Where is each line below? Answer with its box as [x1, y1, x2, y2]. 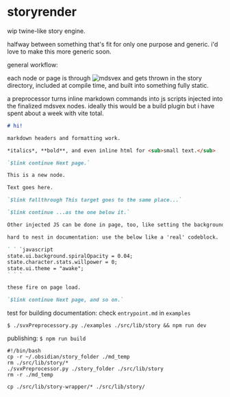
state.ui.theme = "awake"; [7, 265, 84, 272]
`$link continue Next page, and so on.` [7, 296, 125, 303]
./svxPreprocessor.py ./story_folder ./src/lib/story [7, 365, 164, 372]
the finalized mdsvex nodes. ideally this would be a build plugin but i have [7, 101, 215, 110]
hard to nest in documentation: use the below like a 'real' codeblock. [7, 234, 219, 241]
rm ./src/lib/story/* [7, 359, 69, 366]
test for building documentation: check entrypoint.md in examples [7, 309, 191, 317]
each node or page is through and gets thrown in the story [7, 73, 202, 82]
